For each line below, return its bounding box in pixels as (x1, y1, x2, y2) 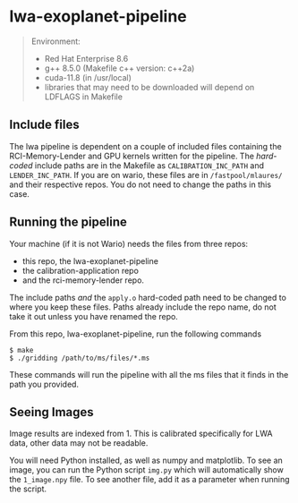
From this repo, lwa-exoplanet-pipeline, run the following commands (9, 328, 262, 339)
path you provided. (9, 379, 79, 389)
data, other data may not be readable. (9, 438, 149, 448)
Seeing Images (9, 405, 94, 420)
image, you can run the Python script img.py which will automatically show (9, 465, 284, 475)
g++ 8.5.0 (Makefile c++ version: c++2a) (44, 63, 195, 73)
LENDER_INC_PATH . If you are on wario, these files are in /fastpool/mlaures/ (9, 169, 283, 180)
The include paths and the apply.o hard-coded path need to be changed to (9, 292, 286, 303)
